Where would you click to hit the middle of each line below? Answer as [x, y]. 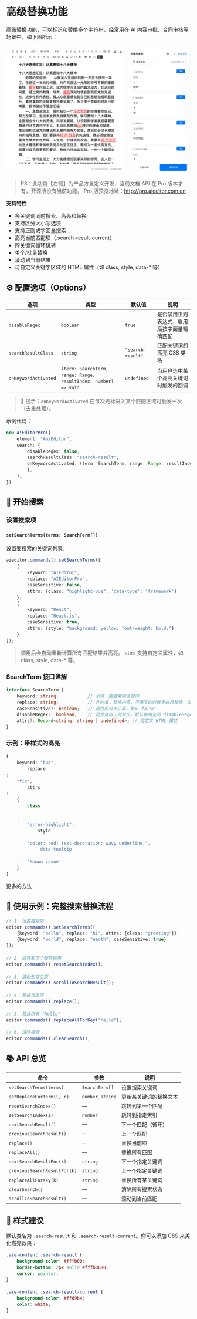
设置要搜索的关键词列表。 [37, 548]
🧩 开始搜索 [25, 502]
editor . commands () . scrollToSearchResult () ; [60, 983]
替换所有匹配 [137, 1152]
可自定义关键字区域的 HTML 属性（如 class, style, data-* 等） [89, 267]
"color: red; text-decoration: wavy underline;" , [89, 843]
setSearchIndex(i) [31, 1115]
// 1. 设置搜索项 [25, 921]
